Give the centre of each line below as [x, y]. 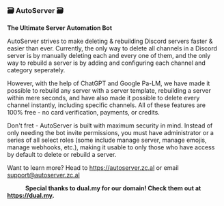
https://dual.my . [31, 196]
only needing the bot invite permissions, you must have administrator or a [110, 133]
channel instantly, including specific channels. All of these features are [107, 105]
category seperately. [36, 70]
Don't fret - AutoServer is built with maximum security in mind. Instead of [110, 126]
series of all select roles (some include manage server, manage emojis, [107, 140]
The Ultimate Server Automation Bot [60, 28]
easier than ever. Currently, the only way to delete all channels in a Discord [112, 48]
